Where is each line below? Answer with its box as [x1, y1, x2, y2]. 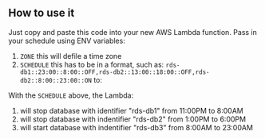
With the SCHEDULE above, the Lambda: [8, 91, 134, 100]
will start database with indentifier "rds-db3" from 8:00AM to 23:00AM [19, 122, 254, 132]
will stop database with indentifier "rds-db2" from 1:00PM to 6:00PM [19, 114, 246, 124]
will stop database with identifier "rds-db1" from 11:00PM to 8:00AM [19, 106, 243, 115]
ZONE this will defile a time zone [19, 51, 122, 60]
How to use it [8, 6, 75, 20]
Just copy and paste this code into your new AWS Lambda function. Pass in [8, 27, 258, 37]
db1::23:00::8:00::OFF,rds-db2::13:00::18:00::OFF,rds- [19, 68, 210, 76]
